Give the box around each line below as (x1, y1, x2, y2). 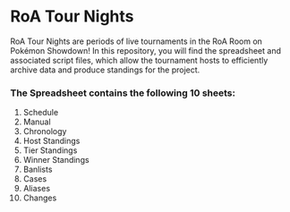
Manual (22, 116, 52, 127)
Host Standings (22, 136, 81, 147)
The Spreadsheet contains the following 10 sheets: (10, 87, 236, 99)
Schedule (22, 107, 59, 118)
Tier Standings (22, 145, 78, 156)
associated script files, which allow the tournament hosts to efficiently (10, 55, 269, 65)
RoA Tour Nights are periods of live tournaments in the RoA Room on (10, 36, 263, 47)
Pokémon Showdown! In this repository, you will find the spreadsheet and (10, 45, 281, 55)
